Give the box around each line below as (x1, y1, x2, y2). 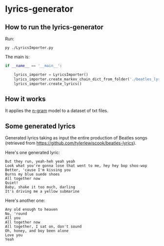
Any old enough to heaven (5, 207, 58, 212)
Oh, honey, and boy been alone (5, 228, 69, 233)
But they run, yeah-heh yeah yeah (5, 159, 76, 164)
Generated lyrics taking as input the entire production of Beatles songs (5, 135, 147, 141)
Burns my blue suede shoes (5, 172, 60, 177)
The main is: (5, 54, 30, 60)
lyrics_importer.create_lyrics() (14, 81, 82, 86)
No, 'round (5, 211, 27, 216)
